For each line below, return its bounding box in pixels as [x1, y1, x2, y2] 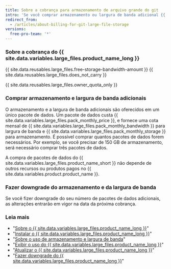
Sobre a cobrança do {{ [5, 48, 64, 55]
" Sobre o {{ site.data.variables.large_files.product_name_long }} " [12, 225, 149, 232]
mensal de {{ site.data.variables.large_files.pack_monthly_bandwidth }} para [5, 123, 165, 129]
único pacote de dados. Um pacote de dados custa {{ [5, 111, 118, 118]
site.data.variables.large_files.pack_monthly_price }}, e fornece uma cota [5, 117, 159, 123]
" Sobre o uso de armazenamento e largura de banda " [12, 236, 126, 242]
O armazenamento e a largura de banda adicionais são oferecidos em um [5, 106, 160, 112]
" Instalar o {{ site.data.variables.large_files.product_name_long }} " [12, 230, 152, 237]
